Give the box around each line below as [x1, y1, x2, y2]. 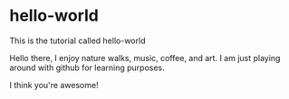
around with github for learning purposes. [9, 62, 165, 73]
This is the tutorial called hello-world [9, 35, 146, 46]
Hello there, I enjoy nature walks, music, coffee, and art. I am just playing [9, 52, 281, 63]
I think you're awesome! [9, 79, 99, 90]
